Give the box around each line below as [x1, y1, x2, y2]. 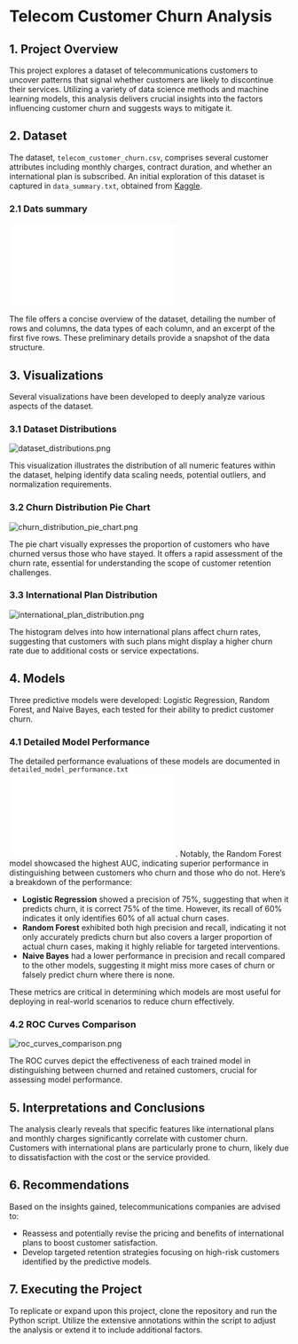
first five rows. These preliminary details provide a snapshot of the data [9, 333, 271, 344]
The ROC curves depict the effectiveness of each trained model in [9, 1055, 251, 1066]
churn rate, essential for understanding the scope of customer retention [9, 557, 272, 568]
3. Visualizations [9, 368, 104, 383]
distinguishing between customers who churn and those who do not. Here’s [9, 867, 286, 878]
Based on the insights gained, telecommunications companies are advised [9, 1201, 281, 1212]
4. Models [9, 671, 66, 686]
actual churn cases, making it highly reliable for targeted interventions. [21, 941, 281, 952]
